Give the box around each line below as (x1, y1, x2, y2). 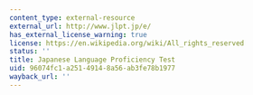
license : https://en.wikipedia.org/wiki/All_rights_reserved (9, 38, 245, 48)
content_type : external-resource (9, 13, 136, 23)
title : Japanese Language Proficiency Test (9, 55, 176, 64)
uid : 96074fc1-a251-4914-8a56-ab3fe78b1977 (9, 64, 176, 73)
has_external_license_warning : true (9, 30, 147, 39)
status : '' (9, 47, 51, 56)
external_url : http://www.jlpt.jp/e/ (9, 22, 152, 31)
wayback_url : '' (9, 72, 70, 81)
